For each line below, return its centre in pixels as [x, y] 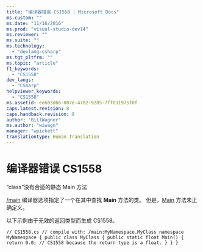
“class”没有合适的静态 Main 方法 [47, 187]
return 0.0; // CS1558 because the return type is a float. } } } [92, 243]
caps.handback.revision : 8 [41, 114]
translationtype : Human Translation [53, 137]
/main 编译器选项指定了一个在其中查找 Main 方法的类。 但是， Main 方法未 [99, 200]
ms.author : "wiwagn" [33, 126]
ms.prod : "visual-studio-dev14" [47, 29]
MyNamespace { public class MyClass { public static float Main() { [95, 237]
